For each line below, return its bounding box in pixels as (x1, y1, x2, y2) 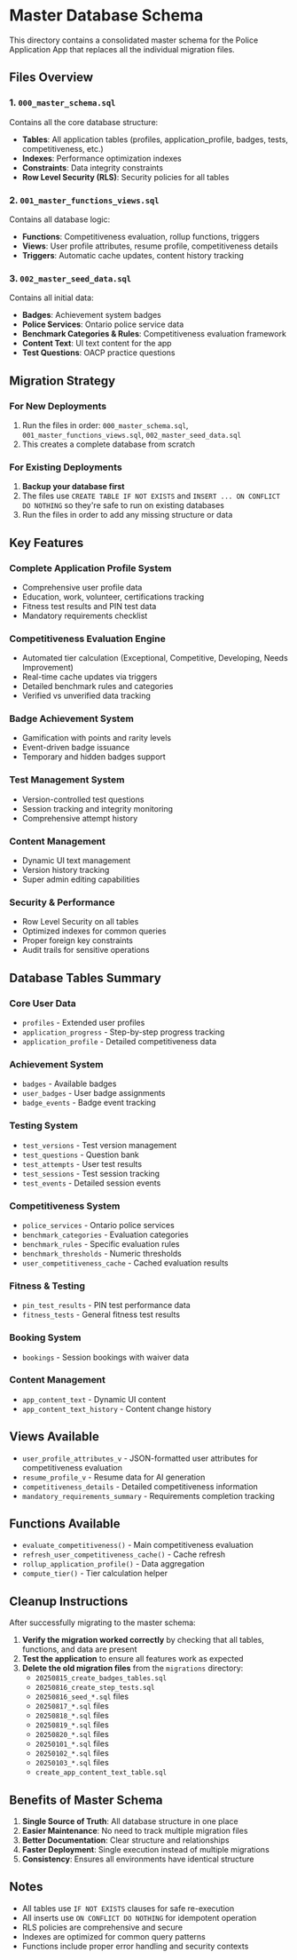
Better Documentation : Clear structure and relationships (21, 1835, 230, 1845)
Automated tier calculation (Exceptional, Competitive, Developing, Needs (21, 653, 288, 663)
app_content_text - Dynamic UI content (21, 1393, 167, 1404)
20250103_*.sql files (35, 1758, 109, 1768)
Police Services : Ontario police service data (21, 319, 184, 329)
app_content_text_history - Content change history (21, 1403, 212, 1414)
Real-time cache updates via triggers (21, 671, 158, 682)
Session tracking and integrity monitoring (21, 803, 174, 813)
